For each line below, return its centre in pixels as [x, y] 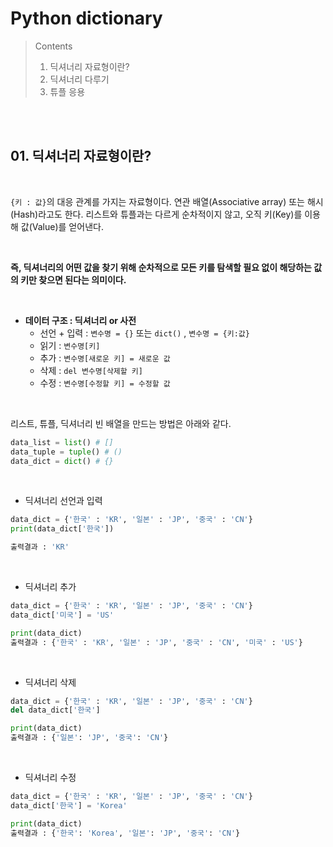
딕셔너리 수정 [50, 777]
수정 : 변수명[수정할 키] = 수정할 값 [105, 383]
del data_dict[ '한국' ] [55, 710]
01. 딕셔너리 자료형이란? [81, 156]
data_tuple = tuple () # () [66, 452]
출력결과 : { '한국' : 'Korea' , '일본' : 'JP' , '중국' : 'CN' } [125, 833]
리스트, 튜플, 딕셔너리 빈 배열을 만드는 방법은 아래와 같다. [121, 423]
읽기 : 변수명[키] [70, 345]
